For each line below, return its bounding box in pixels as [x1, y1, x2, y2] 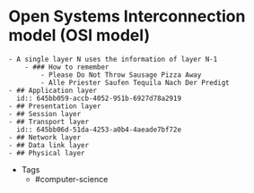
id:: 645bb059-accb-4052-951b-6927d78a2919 [16, 94, 181, 103]
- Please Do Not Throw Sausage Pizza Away [40, 70, 202, 80]
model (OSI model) [8, 25, 150, 46]
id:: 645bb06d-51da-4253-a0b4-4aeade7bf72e [16, 125, 181, 134]
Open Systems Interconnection [8, 6, 246, 27]
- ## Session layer [8, 109, 82, 118]
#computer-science [34, 173, 109, 184]
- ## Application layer [8, 86, 98, 95]
